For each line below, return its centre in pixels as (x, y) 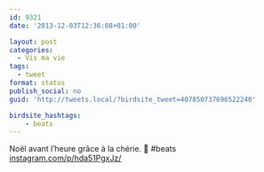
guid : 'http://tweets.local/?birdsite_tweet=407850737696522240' (132, 99)
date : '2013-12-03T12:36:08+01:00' (75, 26)
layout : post (33, 42)
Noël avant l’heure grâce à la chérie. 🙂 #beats (93, 149)
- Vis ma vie (41, 59)
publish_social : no (45, 91)
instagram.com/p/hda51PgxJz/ (65, 158)
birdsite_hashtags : (45, 115)
